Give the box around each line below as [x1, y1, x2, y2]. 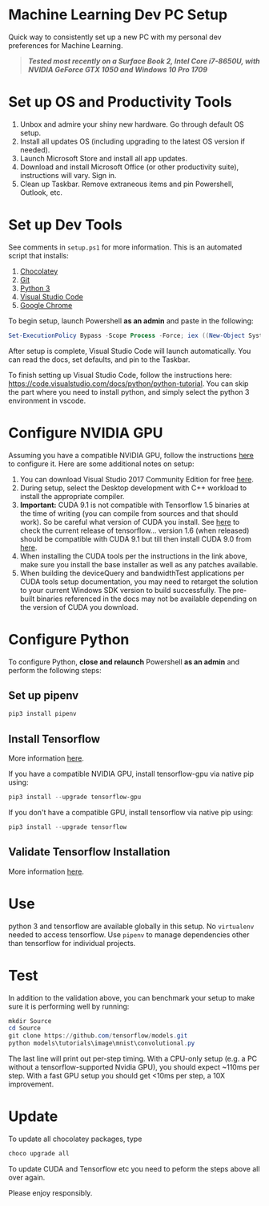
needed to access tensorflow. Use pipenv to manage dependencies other [8, 929, 250, 940]
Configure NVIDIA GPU [8, 424, 163, 442]
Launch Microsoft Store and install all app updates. [19, 153, 188, 163]
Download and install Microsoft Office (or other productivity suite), [19, 162, 239, 172]
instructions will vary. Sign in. [19, 170, 117, 180]
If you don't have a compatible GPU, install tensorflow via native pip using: [8, 807, 254, 817]
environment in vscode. [8, 396, 86, 405]
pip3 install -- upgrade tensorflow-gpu [8, 793, 142, 802]
